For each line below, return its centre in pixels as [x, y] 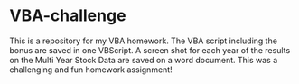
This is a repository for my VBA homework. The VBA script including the [144, 41]
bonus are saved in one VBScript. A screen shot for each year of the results [150, 50]
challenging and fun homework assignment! [91, 70]
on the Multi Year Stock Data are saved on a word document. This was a [144, 60]
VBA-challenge [68, 16]
